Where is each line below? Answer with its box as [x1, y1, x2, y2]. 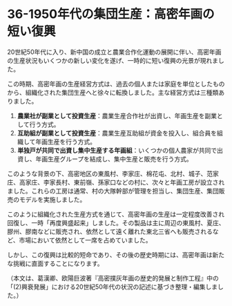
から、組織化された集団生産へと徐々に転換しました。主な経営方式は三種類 [7, 88, 219, 97]
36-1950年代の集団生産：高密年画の [7, 6, 215, 22]
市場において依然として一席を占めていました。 [19, 236, 152, 244]
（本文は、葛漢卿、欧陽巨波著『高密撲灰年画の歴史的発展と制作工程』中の [7, 274, 219, 282]
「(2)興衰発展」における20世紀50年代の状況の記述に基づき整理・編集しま [7, 283, 218, 291]
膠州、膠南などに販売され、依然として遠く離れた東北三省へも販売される [7, 227, 213, 236]
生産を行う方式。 [47, 137, 97, 146]
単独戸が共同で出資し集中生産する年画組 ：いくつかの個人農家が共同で [17, 146, 217, 154]
